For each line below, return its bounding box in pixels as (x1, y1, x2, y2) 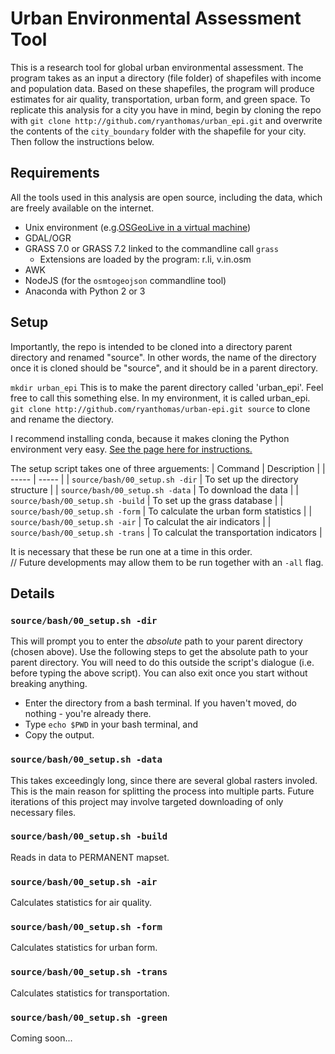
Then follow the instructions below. (10, 135, 155, 147)
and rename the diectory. (10, 413, 115, 425)
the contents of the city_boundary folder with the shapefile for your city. (10, 125, 307, 137)
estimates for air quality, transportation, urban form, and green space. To (10, 93, 311, 105)
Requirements (10, 165, 100, 182)
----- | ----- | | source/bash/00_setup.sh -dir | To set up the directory (10, 473, 299, 485)
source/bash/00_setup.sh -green (10, 1012, 168, 1023)
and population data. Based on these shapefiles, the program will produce (10, 82, 315, 94)
